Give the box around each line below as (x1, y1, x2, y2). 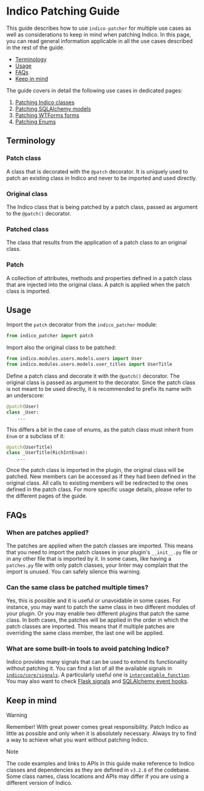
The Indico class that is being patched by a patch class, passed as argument (6, 203, 198, 211)
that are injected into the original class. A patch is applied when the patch (6, 281, 190, 288)
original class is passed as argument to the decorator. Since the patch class (6, 379, 195, 386)
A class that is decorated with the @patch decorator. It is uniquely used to (6, 167, 188, 175)
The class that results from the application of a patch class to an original (6, 239, 187, 246)
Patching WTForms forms (15, 111, 80, 119)
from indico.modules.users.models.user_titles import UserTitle (6, 361, 172, 368)
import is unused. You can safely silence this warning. (6, 568, 141, 575)
